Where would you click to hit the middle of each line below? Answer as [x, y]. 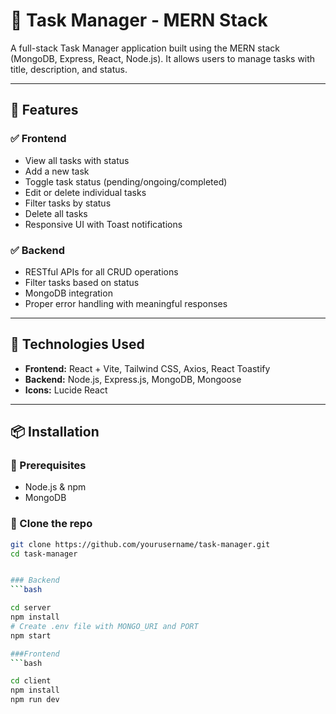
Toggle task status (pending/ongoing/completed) [126, 181]
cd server [31, 608]
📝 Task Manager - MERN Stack [139, 20]
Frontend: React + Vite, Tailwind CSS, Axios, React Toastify [147, 368]
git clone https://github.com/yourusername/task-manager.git [140, 544]
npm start [31, 635]
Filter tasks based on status [82, 282]
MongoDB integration [68, 293]
